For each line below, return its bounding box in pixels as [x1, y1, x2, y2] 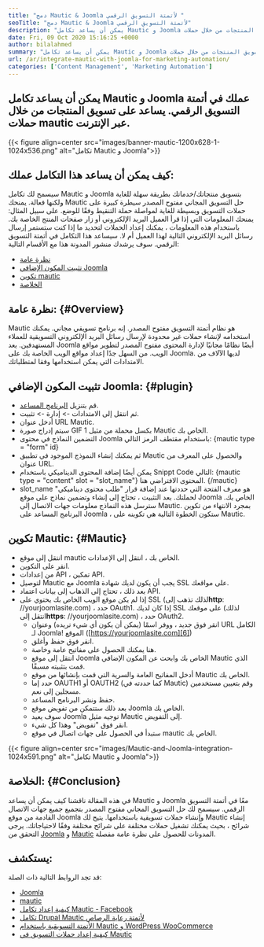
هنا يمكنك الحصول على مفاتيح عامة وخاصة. [31, 644, 156, 654]
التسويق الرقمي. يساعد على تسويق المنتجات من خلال [8, 104, 240, 118]
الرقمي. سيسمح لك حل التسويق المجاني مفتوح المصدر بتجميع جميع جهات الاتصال [8, 804, 245, 813]
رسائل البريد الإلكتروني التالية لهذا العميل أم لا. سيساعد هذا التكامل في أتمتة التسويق [8, 231, 254, 241]
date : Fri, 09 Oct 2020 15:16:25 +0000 [8, 33, 139, 42]
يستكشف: [8, 852, 53, 865]
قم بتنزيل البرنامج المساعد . [19, 400, 99, 410]
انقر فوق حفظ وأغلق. [31, 636, 94, 646]
